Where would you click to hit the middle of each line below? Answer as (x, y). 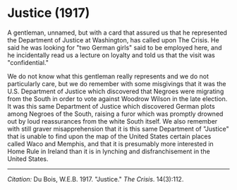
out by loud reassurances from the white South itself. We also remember (113, 121)
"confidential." (28, 62)
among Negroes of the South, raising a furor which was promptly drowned (115, 114)
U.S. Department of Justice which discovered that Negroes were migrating (116, 91)
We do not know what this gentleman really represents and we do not (108, 76)
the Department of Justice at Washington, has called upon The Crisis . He (114, 40)
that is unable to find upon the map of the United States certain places (109, 136)
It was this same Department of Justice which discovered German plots (111, 106)
